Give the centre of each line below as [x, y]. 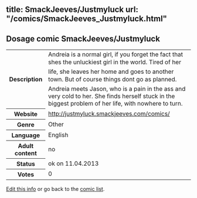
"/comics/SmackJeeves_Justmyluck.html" [86, 19]
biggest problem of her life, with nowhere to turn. [115, 104]
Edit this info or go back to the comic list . [55, 189]
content [26, 153]
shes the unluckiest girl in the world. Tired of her [115, 62]
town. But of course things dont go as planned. [112, 80]
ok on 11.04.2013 [73, 163]
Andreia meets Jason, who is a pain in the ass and [117, 89]
